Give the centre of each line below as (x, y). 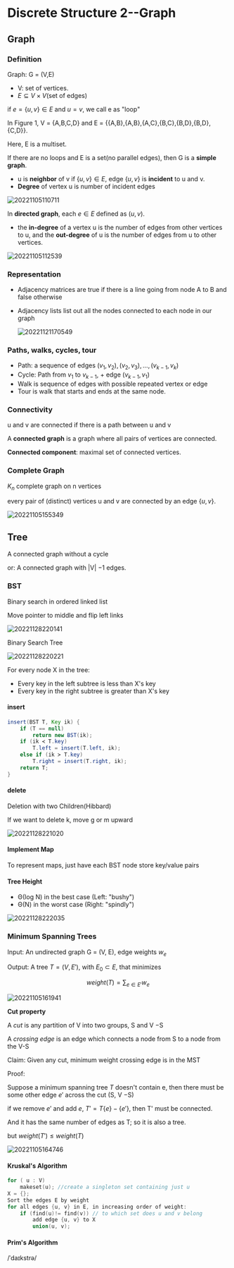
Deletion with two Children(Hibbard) (59, 806)
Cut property (27, 1011)
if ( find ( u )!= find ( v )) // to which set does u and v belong (111, 1213)
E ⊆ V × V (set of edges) (52, 95)
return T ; (34, 768)
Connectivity (30, 409)
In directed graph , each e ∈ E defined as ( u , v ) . (76, 214)
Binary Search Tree (35, 642)
